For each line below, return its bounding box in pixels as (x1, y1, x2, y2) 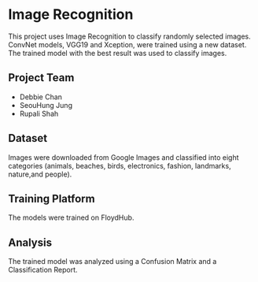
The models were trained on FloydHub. (8, 213, 135, 222)
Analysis (8, 236, 53, 249)
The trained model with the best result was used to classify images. (8, 48, 227, 58)
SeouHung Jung (19, 100, 73, 109)
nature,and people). (8, 169, 72, 179)
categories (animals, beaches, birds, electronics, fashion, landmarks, (8, 161, 231, 170)
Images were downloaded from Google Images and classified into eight (8, 152, 239, 162)
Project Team (8, 71, 75, 84)
